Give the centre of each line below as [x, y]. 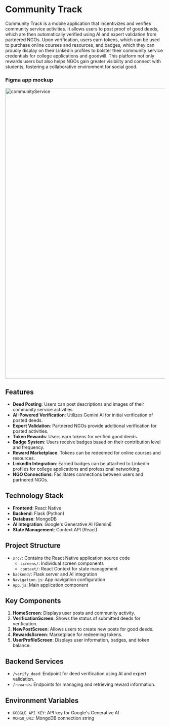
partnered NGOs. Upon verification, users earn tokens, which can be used [83, 40]
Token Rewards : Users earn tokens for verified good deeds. [75, 437]
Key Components [33, 601]
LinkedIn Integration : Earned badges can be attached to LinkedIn [81, 464]
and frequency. [28, 447]
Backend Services [34, 661]
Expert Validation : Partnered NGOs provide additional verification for [84, 426]
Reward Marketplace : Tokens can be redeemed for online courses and [87, 453]
